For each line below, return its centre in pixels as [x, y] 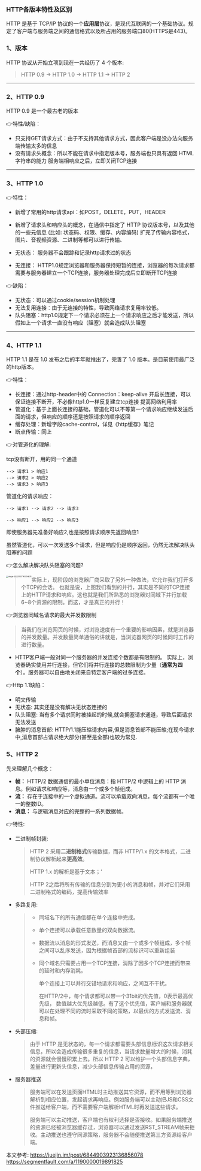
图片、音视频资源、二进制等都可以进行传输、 [70, 240]
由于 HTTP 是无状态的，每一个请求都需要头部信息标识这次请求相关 [112, 1044]
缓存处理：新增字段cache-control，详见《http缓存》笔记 [84, 425]
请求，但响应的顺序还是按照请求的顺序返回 [78, 417]
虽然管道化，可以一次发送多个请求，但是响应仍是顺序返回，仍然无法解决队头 [100, 545]
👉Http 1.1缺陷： [26, 685]
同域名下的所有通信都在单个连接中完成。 [89, 917]
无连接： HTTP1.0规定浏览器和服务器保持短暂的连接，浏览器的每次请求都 [105, 266]
